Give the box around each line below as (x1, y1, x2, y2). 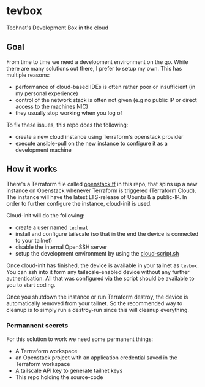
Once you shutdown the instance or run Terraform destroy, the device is (6, 293, 188, 300)
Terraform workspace (15, 360, 70, 367)
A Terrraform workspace (15, 347, 78, 354)
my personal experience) (15, 90, 78, 97)
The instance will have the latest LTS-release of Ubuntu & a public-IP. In (6, 193, 188, 200)
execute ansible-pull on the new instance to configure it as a (15, 139, 168, 147)
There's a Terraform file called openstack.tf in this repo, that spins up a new (6, 180, 198, 187)
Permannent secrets (6, 321, 69, 330)
